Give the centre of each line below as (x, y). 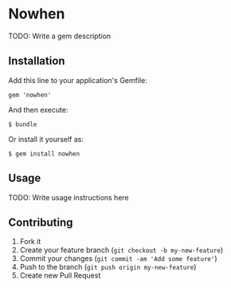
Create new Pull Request (60, 275)
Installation (37, 61)
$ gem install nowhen (44, 154)
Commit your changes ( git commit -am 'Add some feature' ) (118, 258)
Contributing (41, 222)
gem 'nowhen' (30, 95)
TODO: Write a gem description (60, 36)
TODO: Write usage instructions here (69, 197)
